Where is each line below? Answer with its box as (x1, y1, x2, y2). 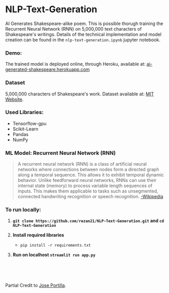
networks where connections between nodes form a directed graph (17, 167, 159, 173)
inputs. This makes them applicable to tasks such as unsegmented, (17, 188, 158, 194)
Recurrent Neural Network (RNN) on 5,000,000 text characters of (5, 25, 142, 32)
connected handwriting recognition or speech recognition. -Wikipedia (17, 194, 163, 200)
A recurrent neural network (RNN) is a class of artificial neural (17, 161, 147, 167)
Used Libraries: (5, 109, 44, 116)
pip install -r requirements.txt (20, 243, 91, 248)
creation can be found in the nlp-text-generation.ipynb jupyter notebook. (5, 37, 161, 43)
